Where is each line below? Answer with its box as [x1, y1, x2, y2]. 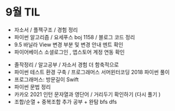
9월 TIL [5, 5, 40, 19]
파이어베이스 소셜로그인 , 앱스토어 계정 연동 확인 [14, 48, 125, 55]
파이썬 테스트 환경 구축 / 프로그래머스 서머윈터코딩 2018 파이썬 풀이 [14, 68, 170, 75]
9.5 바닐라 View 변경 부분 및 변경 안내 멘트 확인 [14, 41, 124, 48]
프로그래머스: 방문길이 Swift [14, 75, 79, 83]
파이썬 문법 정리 [14, 83, 51, 90]
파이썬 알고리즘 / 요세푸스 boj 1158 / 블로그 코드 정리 [14, 33, 135, 40]
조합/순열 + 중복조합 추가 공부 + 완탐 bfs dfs [14, 98, 117, 105]
